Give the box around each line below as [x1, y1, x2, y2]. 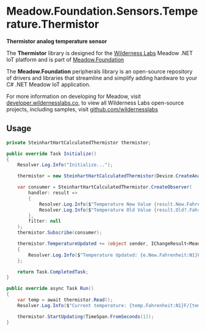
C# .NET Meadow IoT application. [6, 81, 91, 88]
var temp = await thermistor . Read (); [17, 297, 113, 303]
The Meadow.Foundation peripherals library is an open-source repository [6, 67, 193, 75]
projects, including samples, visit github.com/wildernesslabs [6, 105, 159, 113]
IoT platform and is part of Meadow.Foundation [6, 56, 124, 63]
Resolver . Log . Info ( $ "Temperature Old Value [38, 207, 151, 213]
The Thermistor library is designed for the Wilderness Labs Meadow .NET [6, 49, 193, 56]
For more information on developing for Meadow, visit [6, 92, 142, 100]
